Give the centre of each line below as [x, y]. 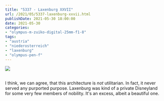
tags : [11, 37]
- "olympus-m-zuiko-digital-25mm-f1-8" [46, 32]
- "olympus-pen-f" [24, 55]
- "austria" [17, 41]
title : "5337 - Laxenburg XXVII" [39, 10]
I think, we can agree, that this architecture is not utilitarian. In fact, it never [80, 83]
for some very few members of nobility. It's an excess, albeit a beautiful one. [82, 94]
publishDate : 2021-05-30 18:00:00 [40, 19]
